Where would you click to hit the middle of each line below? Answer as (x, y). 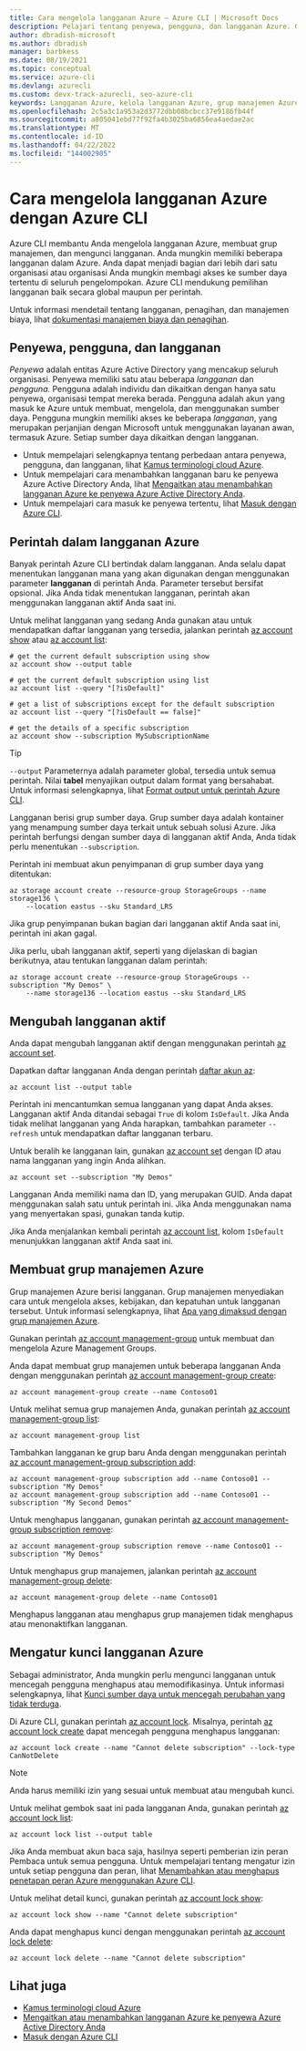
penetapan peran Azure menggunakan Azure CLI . (102, 1880)
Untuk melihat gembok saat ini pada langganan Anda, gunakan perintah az (149, 1808)
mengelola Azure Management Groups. (83, 1348)
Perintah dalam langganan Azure (105, 542)
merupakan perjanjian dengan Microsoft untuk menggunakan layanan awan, (152, 428)
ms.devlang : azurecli (51, 86)
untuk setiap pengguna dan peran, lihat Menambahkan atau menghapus (144, 1870)
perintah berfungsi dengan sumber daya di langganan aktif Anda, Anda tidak (153, 837)
